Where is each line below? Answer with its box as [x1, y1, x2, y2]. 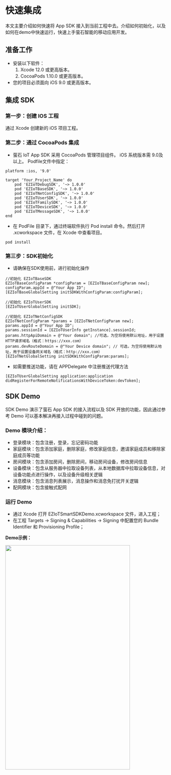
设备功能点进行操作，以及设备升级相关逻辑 [12, 471, 103, 478]
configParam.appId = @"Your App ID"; [5, 285, 86, 290]
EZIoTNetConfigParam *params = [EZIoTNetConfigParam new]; [5, 319, 134, 324]
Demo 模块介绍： [5, 427, 48, 434]
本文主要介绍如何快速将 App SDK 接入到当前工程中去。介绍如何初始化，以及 [5, 23, 166, 29]
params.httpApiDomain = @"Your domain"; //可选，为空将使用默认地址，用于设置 [5, 333, 164, 339]
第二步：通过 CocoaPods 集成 [5, 139, 79, 146]
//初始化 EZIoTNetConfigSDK [5, 314, 63, 320]
